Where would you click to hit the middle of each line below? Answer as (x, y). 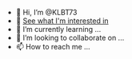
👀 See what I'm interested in (62, 21)
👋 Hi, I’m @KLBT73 (46, 12)
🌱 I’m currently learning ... (58, 29)
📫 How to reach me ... (53, 47)
